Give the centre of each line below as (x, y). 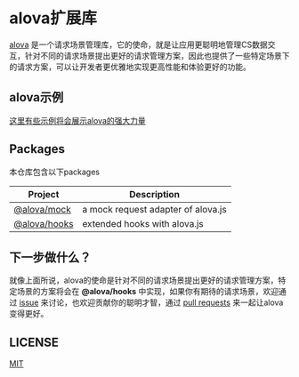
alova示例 (36, 97)
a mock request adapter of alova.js (154, 209)
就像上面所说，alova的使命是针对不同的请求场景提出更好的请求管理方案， (144, 280)
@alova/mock (42, 209)
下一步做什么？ (50, 257)
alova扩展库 (53, 18)
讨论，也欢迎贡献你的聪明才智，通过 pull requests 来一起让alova (166, 302)
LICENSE (34, 342)
